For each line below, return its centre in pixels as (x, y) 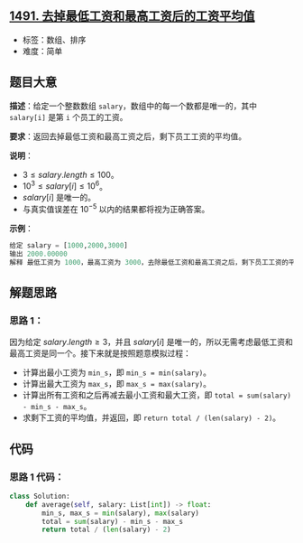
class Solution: (40, 496)
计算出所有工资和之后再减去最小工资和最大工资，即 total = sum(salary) (156, 395)
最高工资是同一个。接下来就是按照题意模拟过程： (100, 353)
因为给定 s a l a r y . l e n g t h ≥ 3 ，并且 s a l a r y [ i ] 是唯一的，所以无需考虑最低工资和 (151, 342)
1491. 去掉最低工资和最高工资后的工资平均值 (132, 16)
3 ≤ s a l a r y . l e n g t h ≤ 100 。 (70, 174)
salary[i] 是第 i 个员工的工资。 (69, 117)
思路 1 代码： (37, 477)
